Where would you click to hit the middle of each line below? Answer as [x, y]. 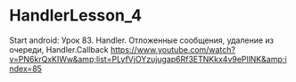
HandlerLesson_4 [76, 16]
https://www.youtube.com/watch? [173, 49]
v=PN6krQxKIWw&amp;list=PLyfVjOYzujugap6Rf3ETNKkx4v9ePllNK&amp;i [148, 59]
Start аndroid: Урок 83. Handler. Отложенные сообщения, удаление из [142, 40]
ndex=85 [26, 69]
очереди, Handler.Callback [59, 49]
